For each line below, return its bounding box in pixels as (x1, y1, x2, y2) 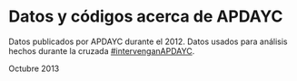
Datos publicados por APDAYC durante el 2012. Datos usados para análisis (8, 36, 288, 47)
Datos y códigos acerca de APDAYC (8, 6, 283, 27)
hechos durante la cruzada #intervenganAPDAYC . (8, 45, 195, 56)
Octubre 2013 (8, 63, 60, 74)
